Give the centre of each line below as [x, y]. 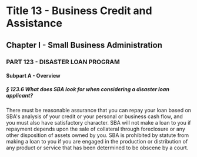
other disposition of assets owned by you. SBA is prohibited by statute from [98, 135]
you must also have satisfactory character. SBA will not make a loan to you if [98, 123]
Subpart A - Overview [33, 76]
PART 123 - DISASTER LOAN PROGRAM [63, 62]
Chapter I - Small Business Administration [84, 45]
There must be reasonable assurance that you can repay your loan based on [99, 111]
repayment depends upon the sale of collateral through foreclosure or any [96, 129]
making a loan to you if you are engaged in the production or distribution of [97, 142]
